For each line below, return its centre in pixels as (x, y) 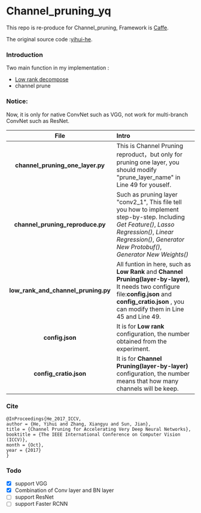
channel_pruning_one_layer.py (60, 165)
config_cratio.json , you (150, 301)
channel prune (33, 86)
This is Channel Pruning (150, 146)
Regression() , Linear (145, 232)
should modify (137, 170)
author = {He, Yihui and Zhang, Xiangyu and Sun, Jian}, (79, 424)
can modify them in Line (150, 309)
